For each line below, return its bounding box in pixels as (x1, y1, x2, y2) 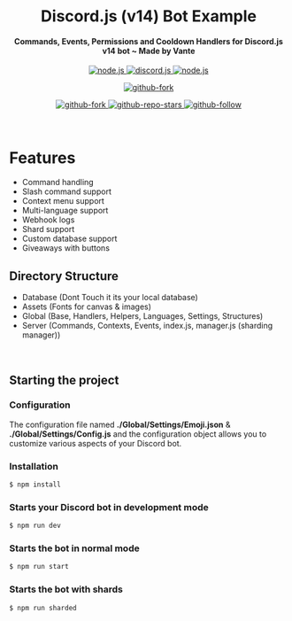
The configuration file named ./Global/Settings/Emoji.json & (9, 419, 231, 430)
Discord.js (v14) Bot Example (41, 6, 257, 27)
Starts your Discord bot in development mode (9, 501, 210, 513)
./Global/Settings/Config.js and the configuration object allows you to (9, 428, 267, 439)
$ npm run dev (9, 521, 62, 531)
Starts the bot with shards (9, 583, 124, 595)
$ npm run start (9, 563, 69, 571)
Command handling (21, 177, 95, 188)
